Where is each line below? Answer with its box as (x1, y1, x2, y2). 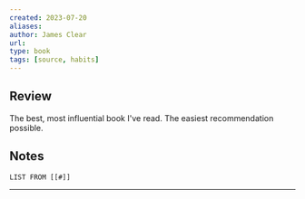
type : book (9, 47, 51, 56)
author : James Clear (9, 30, 88, 39)
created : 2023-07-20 (9, 13, 88, 23)
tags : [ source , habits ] (9, 55, 100, 64)
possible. (9, 122, 44, 133)
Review (9, 89, 53, 104)
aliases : (9, 22, 43, 31)
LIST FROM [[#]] (9, 173, 71, 182)
